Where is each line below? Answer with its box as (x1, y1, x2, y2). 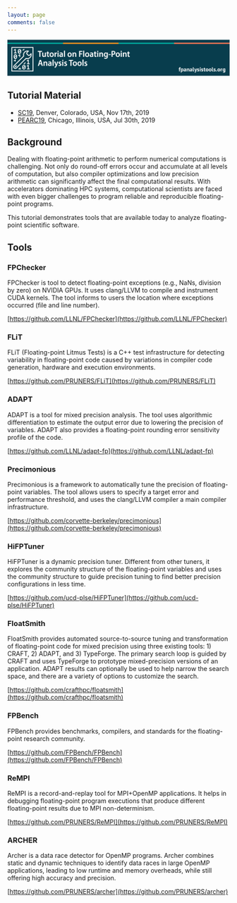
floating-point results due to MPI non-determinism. (7, 804, 155, 813)
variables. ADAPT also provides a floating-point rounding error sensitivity (7, 425, 220, 434)
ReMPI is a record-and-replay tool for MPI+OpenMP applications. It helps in (7, 790, 227, 798)
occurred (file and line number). (7, 301, 100, 309)
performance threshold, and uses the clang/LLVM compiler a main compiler (7, 495, 227, 503)
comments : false (7, 18, 55, 26)
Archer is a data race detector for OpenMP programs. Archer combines (7, 852, 214, 860)
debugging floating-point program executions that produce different (7, 797, 205, 805)
